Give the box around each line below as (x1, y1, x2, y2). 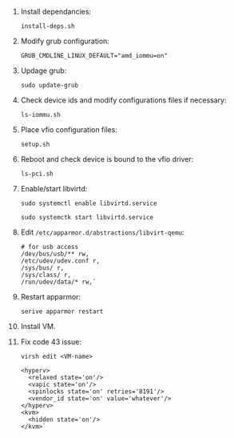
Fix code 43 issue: (20, 337, 82, 347)
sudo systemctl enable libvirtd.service (20, 199, 157, 207)
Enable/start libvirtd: (20, 184, 88, 193)
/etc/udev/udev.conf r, (20, 257, 101, 265)
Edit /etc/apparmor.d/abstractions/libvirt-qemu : (20, 227, 184, 237)
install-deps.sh (20, 22, 75, 30)
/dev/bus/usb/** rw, (20, 250, 89, 258)
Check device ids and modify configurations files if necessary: (20, 95, 227, 105)
